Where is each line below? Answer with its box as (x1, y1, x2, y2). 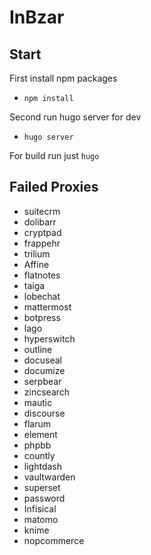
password (23, 492, 66, 504)
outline (23, 343, 53, 355)
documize (23, 364, 66, 376)
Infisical (23, 502, 57, 515)
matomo (23, 513, 59, 525)
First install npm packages (9, 72, 118, 84)
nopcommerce (23, 534, 85, 546)
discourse (23, 407, 66, 419)
